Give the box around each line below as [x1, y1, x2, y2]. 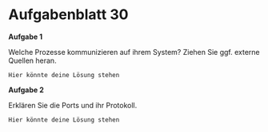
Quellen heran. [8, 56, 58, 65]
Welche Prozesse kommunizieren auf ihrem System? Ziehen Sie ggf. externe [8, 47, 260, 56]
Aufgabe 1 [8, 32, 42, 41]
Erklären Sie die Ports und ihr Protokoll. [8, 100, 138, 110]
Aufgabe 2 [8, 85, 44, 95]
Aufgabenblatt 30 [8, 6, 129, 24]
